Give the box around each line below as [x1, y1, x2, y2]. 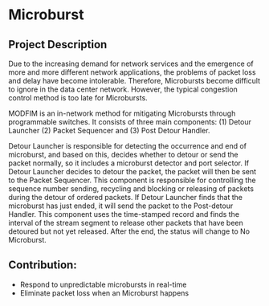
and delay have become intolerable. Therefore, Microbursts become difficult [8, 76, 261, 85]
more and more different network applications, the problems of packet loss [8, 67, 256, 77]
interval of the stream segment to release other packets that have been [8, 218, 243, 227]
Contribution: [8, 259, 78, 272]
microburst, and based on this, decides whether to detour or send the [8, 150, 238, 159]
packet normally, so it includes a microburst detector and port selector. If [8, 158, 250, 168]
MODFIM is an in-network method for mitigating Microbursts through [8, 108, 236, 118]
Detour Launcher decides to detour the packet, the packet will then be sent [8, 167, 257, 176]
